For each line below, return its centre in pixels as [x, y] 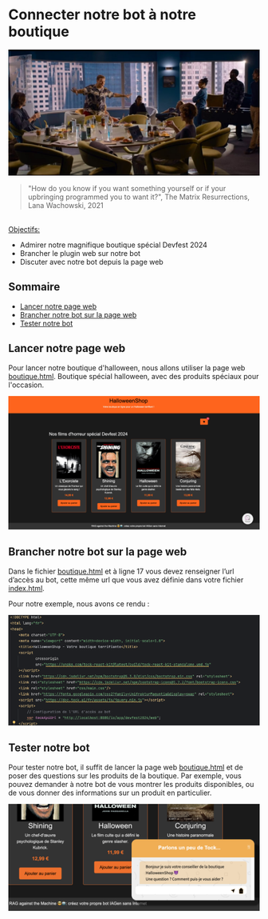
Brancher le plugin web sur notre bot [80, 253]
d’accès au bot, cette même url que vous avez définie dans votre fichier [126, 579]
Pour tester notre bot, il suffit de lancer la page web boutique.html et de [126, 767]
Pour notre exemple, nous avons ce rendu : [79, 603]
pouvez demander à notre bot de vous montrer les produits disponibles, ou [131, 784]
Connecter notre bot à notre [102, 15]
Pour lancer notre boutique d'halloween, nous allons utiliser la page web [127, 368]
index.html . [27, 588]
